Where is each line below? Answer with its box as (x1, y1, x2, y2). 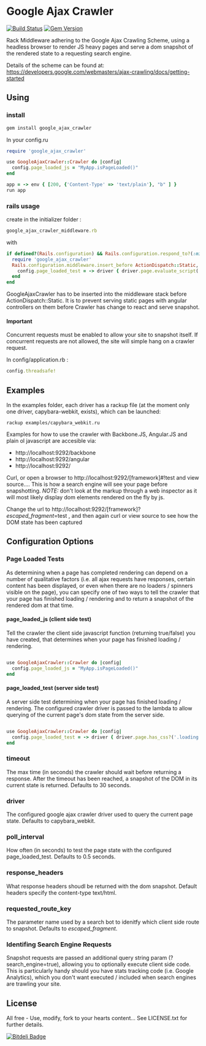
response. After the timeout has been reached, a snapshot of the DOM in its (6, 775, 197, 782)
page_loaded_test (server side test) (6, 684, 99, 692)
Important (6, 317, 32, 325)
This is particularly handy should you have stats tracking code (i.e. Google (6, 967, 194, 975)
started (6, 74, 25, 82)
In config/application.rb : (6, 356, 69, 363)
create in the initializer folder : (6, 216, 82, 223)
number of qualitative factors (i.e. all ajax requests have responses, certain (6, 575, 195, 582)
